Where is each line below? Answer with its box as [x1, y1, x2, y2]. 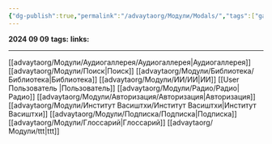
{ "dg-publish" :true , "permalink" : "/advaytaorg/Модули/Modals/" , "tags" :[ [8, 11, 255, 20]
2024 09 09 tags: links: [8, 34, 90, 44]
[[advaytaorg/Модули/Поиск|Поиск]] [8, 66, 134, 75]
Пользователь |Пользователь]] [8, 83, 116, 93]
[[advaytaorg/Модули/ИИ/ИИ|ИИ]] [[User [99, 74, 240, 84]
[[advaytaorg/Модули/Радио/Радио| [117, 83, 240, 93]
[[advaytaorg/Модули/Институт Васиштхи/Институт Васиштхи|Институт [8, 100, 257, 110]
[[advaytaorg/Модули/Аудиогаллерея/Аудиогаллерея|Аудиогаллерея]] [8, 57, 251, 67]
